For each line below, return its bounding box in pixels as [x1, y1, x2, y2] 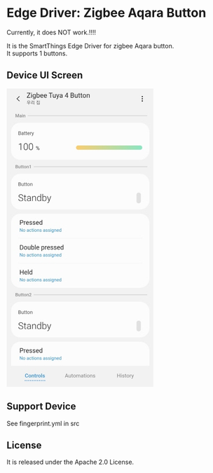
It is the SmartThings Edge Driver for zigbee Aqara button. [6, 41, 174, 50]
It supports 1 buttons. [6, 49, 68, 57]
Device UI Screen [6, 69, 83, 81]
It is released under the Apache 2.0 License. [6, 458, 135, 467]
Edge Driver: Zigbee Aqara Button [6, 5, 207, 21]
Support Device [6, 401, 76, 413]
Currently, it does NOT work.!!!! [6, 28, 96, 36]
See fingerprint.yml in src [6, 419, 80, 427]
